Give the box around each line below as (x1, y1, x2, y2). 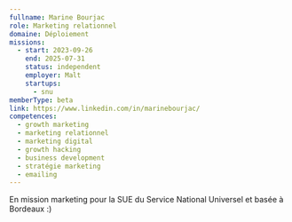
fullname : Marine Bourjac (9, 12, 105, 22)
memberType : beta (9, 95, 74, 105)
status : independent (25, 63, 101, 72)
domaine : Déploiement (9, 29, 90, 38)
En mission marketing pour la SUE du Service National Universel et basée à (9, 194, 284, 205)
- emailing (17, 170, 58, 178)
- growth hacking (17, 145, 82, 154)
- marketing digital (17, 137, 93, 146)
